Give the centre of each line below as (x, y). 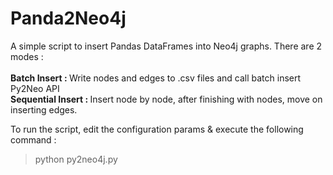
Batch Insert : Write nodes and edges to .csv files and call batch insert (156, 78)
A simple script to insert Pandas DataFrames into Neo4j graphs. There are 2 (166, 46)
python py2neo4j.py (76, 159)
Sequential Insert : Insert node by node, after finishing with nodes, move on (166, 99)
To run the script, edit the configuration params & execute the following (157, 129)
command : (33, 139)
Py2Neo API (35, 88)
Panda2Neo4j (68, 18)
